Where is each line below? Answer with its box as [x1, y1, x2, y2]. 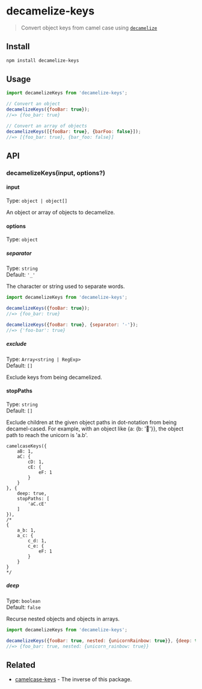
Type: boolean [6, 597, 41, 604]
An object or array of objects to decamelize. [6, 209, 115, 216]
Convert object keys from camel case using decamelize [20, 24, 158, 31]
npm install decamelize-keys [6, 57, 79, 64]
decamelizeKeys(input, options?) [6, 168, 105, 177]
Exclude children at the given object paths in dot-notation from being [6, 418, 177, 426]
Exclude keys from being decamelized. [6, 373, 102, 381]
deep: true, [17, 490, 47, 497]
